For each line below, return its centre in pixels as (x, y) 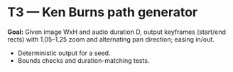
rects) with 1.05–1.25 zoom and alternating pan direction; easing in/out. (111, 39)
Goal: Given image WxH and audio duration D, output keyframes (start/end (116, 32)
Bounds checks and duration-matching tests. (83, 60)
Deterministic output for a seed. (64, 53)
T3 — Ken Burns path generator (102, 12)
